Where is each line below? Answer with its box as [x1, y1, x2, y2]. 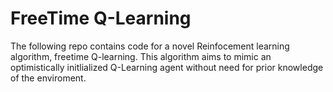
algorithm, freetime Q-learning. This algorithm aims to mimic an [10, 50, 272, 62]
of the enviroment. [10, 72, 87, 84]
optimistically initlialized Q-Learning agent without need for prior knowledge [10, 61, 324, 73]
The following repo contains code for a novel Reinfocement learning [10, 40, 290, 52]
